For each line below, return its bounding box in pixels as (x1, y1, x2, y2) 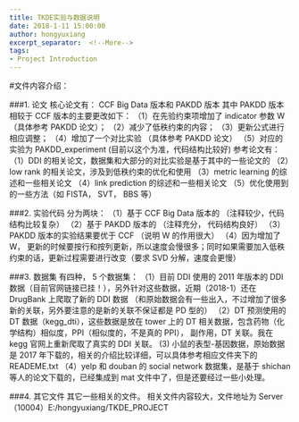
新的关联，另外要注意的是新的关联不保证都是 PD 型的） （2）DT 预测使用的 (9, 305, 287, 316)
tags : (9, 46, 29, 55)
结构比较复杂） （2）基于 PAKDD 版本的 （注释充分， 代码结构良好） (9, 219, 263, 229)
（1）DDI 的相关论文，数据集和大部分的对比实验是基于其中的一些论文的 (9, 156, 270, 165)
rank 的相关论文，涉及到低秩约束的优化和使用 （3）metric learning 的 (23, 166, 279, 177)
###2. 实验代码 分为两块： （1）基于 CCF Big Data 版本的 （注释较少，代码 (9, 207, 285, 218)
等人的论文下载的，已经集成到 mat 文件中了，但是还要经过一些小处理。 (9, 372, 270, 383)
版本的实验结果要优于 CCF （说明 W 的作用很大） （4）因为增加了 (37, 230, 281, 241)
